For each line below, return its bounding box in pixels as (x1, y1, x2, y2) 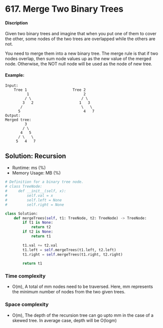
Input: (5, 83, 18, 88)
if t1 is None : (22, 220, 54, 225)
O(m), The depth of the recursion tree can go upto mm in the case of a (12, 312, 154, 318)
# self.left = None (5, 197, 62, 202)
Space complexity (5, 301, 49, 308)
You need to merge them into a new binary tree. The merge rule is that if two (5, 50, 158, 57)
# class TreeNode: (5, 184, 42, 189)
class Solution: (5, 211, 38, 216)
